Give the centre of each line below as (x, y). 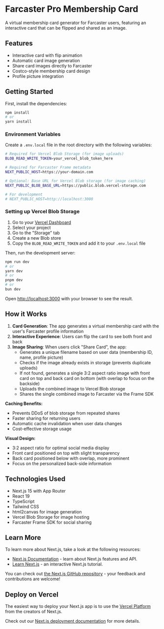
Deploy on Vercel (32, 594)
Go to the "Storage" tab (36, 233)
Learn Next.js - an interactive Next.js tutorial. (57, 564)
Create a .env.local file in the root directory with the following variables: (79, 145)
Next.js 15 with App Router (39, 491)
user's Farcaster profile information (48, 331)
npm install (17, 112)
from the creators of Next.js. (34, 612)
